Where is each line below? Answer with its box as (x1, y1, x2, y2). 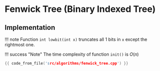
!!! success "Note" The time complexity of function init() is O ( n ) (5, 51, 139, 57)
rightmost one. (5, 42, 35, 48)
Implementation (5, 23, 56, 32)
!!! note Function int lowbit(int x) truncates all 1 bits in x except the (5, 36, 147, 42)
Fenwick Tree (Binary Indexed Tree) (5, 3, 156, 15)
